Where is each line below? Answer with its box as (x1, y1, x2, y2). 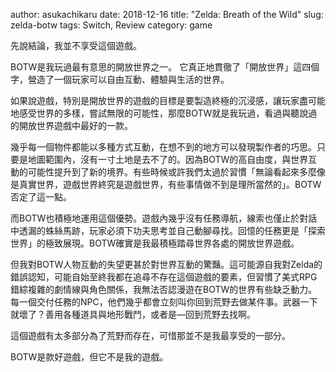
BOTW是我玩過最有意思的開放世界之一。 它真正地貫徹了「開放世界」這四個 (10, 61, 320, 73)
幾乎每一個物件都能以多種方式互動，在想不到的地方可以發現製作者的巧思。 (10, 141, 317, 153)
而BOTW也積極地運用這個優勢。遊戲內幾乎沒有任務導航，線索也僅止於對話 (10, 212, 318, 224)
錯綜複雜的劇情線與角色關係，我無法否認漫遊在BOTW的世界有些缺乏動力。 (10, 284, 318, 295)
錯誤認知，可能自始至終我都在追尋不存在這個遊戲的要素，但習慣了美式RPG (10, 271, 318, 283)
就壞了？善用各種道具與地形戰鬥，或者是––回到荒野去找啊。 (10, 309, 256, 320)
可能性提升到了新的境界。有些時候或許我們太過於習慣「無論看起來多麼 (27, 166, 317, 178)
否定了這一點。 (10, 191, 72, 203)
